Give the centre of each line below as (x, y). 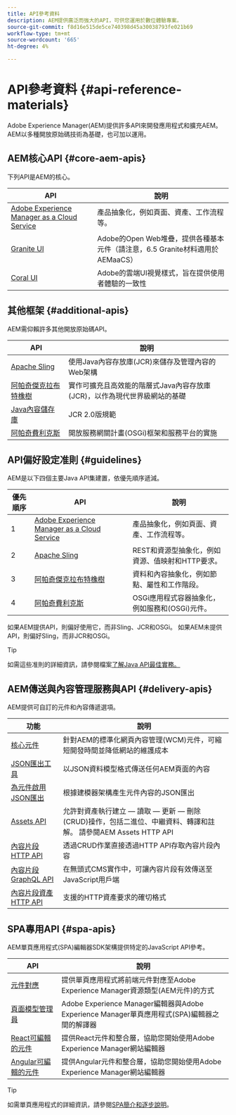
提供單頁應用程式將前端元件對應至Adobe (129, 980)
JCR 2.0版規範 (92, 414)
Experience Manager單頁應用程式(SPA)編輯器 (137, 1014)
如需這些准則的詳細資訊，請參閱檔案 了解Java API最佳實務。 (94, 665)
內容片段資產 (32, 893)
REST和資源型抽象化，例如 (177, 551)
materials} (38, 105)
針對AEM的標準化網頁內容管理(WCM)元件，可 (139, 740)
